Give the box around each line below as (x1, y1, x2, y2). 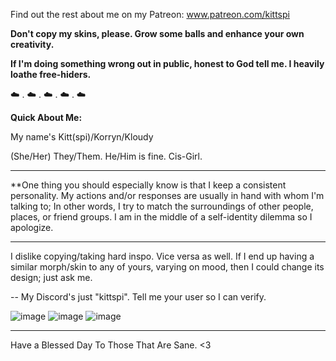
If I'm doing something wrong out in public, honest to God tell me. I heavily (10, 58, 325, 69)
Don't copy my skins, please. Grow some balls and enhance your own (10, 28, 305, 39)
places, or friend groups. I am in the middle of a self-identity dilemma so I (10, 211, 313, 223)
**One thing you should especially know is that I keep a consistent (10, 179, 287, 191)
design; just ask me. (10, 272, 93, 283)
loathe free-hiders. (10, 69, 92, 80)
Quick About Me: (10, 112, 83, 123)
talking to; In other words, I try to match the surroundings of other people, (10, 200, 314, 212)
